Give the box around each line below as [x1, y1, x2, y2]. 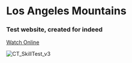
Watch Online [6, 39, 40, 46]
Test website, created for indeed [6, 26, 103, 34]
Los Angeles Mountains [6, 4, 127, 18]
